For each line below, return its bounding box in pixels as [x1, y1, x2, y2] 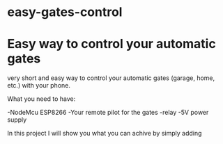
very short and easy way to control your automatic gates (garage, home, [7, 74, 215, 82]
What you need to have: [7, 95, 76, 103]
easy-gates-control [7, 4, 123, 20]
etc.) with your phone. [7, 81, 71, 90]
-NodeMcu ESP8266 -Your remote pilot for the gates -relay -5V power [7, 109, 209, 117]
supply [7, 115, 27, 124]
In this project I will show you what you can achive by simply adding [7, 129, 202, 138]
